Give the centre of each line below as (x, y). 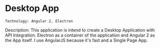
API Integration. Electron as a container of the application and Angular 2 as (80, 35)
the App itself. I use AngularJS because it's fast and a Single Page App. (76, 40)
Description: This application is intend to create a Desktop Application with (80, 30)
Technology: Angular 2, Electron (39, 21)
